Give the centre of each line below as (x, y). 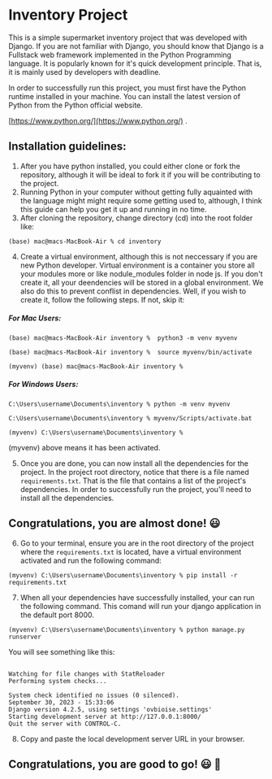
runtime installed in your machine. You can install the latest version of (125, 96)
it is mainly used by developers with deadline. (84, 72)
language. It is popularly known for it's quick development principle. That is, (135, 63)
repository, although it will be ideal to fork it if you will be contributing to (140, 174)
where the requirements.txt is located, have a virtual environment (131, 551)
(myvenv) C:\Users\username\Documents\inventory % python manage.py (127, 629)
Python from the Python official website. (76, 105)
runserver (25, 637)
